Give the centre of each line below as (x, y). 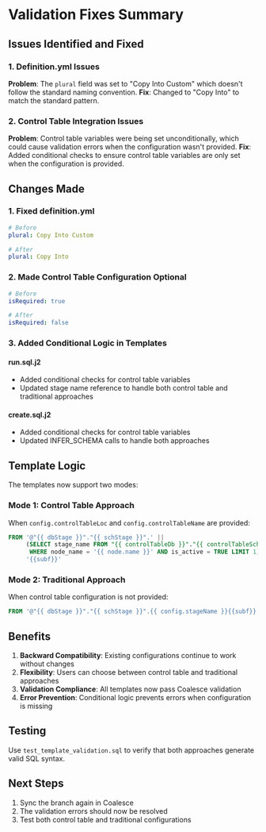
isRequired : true (37, 301)
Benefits (30, 636)
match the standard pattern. (54, 100)
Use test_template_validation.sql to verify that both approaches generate (131, 750)
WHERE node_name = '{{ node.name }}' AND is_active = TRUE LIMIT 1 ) (144, 552)
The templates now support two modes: (73, 485)
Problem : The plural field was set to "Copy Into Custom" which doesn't (125, 83)
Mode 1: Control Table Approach (71, 506)
